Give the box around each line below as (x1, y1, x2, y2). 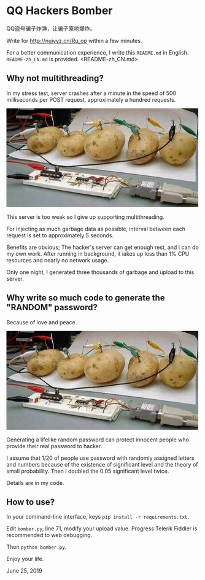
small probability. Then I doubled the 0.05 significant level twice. (6, 467, 169, 475)
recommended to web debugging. (6, 532, 93, 539)
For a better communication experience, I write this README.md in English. (6, 48, 189, 56)
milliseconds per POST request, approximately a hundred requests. (6, 96, 176, 103)
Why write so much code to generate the (6, 292, 165, 303)
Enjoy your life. (6, 555, 44, 563)
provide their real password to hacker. (6, 442, 102, 449)
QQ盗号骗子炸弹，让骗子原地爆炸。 (6, 25, 96, 32)
